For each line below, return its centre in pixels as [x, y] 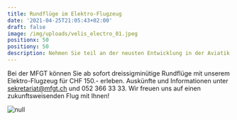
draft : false [27, 27]
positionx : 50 [28, 40]
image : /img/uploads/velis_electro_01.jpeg [73, 34]
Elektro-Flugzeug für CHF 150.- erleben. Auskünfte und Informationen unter [118, 80]
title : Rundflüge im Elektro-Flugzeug [65, 14]
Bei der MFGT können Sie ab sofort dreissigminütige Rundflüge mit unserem [119, 73]
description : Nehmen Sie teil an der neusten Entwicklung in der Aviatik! [120, 54]
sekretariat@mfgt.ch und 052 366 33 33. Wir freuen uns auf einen [104, 88]
